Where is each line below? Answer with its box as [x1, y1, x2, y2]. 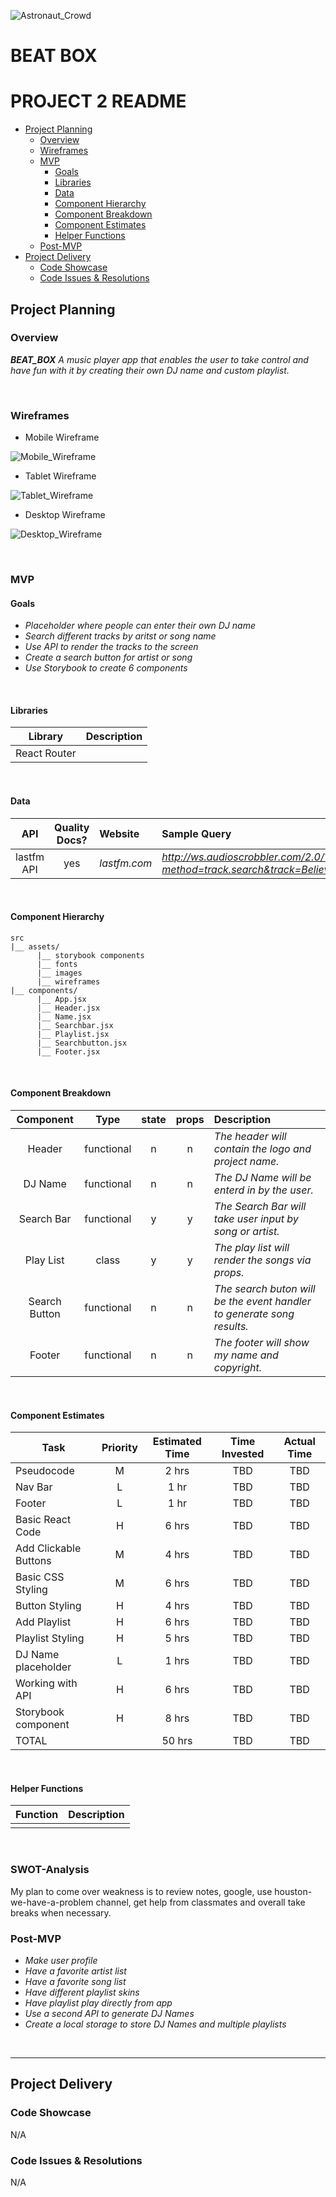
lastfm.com [99, 856, 153, 870]
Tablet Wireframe [24, 470, 97, 482]
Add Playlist [15, 1615, 72, 1629]
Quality [54, 820, 90, 834]
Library [28, 730, 64, 744]
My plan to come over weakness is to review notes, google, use [10, 1885, 273, 1897]
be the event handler [213, 1295, 312, 1309]
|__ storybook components [36, 950, 145, 960]
